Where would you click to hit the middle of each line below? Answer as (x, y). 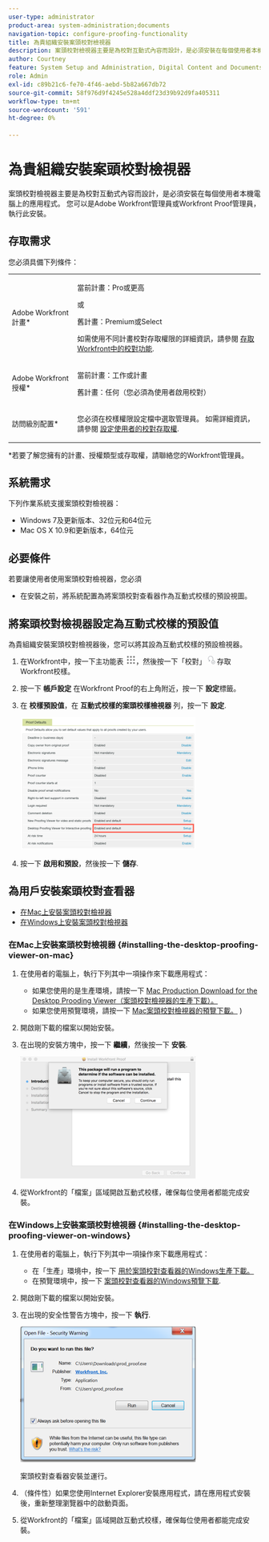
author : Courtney (37, 59)
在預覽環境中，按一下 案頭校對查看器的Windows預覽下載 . (126, 1281)
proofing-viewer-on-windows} (70, 1235)
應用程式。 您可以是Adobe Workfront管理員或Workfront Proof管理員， (145, 203)
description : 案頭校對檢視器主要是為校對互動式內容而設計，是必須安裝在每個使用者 (130, 51)
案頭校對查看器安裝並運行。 (66, 1476)
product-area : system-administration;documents (89, 25)
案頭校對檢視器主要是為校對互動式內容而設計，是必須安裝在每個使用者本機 (131, 193)
